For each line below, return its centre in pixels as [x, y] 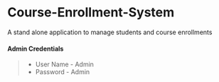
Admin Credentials [36, 48]
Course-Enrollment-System [91, 12]
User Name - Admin [65, 64]
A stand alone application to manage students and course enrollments [110, 32]
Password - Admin [63, 72]
